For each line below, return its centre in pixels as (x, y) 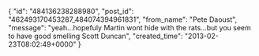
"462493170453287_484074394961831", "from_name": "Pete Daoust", (123, 19)
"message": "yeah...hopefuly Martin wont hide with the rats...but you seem (129, 28)
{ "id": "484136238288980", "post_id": (71, 11)
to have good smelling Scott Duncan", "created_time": (96, 36)
